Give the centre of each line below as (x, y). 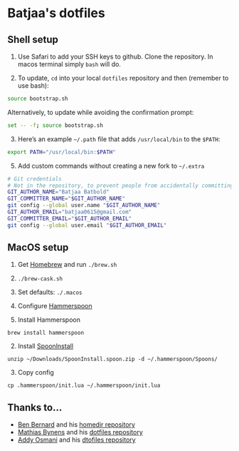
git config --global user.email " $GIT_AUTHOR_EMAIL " (87, 225)
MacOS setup (38, 248)
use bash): (33, 86)
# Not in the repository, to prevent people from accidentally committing (121, 186)
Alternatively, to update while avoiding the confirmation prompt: (101, 112)
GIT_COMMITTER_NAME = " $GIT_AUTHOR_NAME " (67, 199)
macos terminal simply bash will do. (69, 64)
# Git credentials (34, 179)
